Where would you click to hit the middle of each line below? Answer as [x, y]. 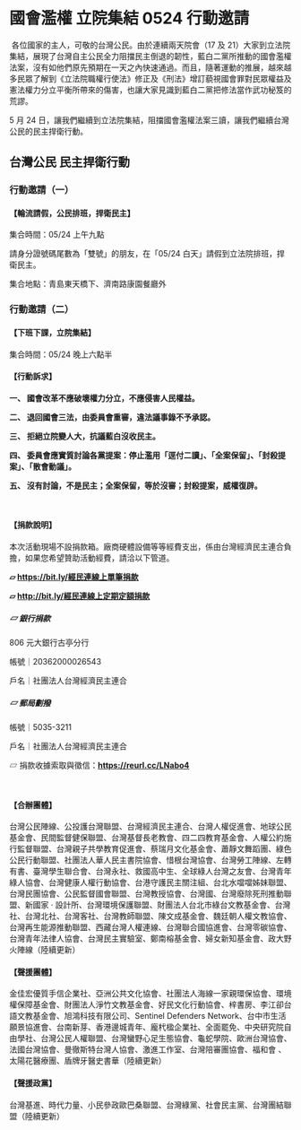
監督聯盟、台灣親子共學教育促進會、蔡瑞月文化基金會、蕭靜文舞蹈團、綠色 [154, 849]
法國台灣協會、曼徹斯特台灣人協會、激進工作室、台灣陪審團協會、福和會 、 [148, 1049]
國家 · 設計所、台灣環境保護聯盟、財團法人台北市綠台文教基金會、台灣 [162, 905]
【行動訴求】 [33, 377]
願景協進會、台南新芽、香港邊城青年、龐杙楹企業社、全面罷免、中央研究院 [146, 1027]
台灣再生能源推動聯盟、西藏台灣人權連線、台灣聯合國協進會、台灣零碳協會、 [150, 927]
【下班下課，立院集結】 [52, 332]
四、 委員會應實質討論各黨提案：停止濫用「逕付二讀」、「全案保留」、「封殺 [144, 455]
